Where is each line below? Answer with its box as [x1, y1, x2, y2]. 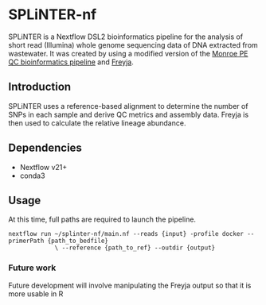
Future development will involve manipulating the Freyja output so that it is [8, 280, 252, 290]
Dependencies [8, 141, 82, 155]
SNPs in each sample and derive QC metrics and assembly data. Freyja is [8, 110, 249, 119]
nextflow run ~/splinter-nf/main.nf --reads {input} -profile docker [8, 230, 244, 238]
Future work [8, 262, 57, 273]
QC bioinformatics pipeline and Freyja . [8, 57, 134, 67]
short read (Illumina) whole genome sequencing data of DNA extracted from [8, 40, 259, 49]
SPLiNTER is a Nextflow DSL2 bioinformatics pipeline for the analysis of [8, 32, 244, 41]
